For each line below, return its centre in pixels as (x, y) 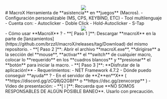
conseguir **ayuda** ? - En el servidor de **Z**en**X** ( (66, 75)
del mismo (137, 44)
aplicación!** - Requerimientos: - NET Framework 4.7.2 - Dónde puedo (78, 70)
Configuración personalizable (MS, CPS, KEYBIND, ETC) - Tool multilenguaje (83, 18)
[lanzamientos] (39, 39)
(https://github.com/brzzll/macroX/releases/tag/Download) (65, 44)
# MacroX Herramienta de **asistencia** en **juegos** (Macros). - (74, 13)
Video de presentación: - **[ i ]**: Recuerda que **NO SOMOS (70, 86)
